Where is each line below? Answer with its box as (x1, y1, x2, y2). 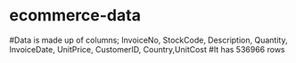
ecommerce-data (9, 5, 141, 26)
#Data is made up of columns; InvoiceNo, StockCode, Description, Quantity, (9, 35, 288, 45)
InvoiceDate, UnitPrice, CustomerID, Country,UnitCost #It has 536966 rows (9, 43, 285, 54)
